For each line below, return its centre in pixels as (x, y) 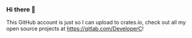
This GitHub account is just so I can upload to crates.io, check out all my (96, 23)
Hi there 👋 (21, 9)
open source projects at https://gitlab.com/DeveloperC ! (75, 28)
